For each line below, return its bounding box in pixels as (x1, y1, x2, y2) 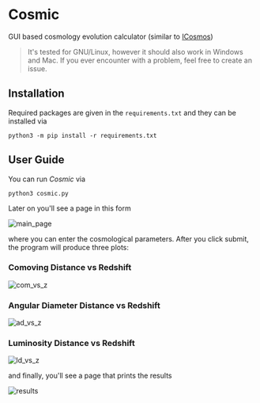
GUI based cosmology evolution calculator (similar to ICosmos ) (8, 32, 213, 41)
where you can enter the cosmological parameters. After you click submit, (8, 234, 249, 243)
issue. (27, 63, 47, 73)
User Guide (8, 153, 65, 167)
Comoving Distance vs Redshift (8, 262, 132, 273)
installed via (8, 116, 47, 126)
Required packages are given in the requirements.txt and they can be (8, 108, 237, 117)
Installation (8, 87, 65, 101)
